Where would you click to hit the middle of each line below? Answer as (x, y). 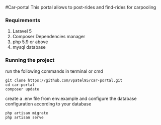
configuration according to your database (48, 104)
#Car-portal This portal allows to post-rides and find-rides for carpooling (81, 7)
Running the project (30, 60)
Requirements (23, 20)
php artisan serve (24, 117)
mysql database (29, 47)
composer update (22, 89)
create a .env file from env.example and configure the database (71, 98)
